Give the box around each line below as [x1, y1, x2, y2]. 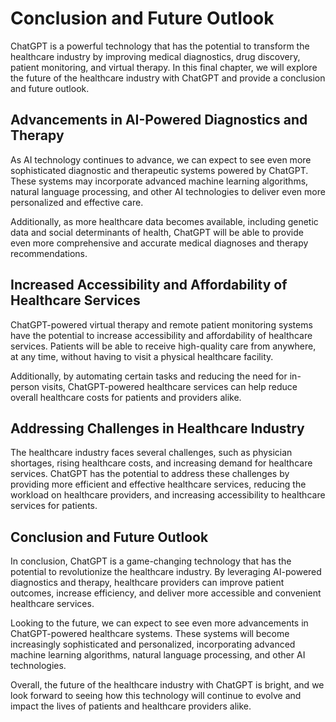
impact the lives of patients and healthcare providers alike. [10, 700, 252, 712]
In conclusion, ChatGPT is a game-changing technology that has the [10, 555, 292, 567]
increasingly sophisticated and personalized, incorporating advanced [10, 638, 296, 651]
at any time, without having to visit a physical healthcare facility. [10, 350, 274, 362]
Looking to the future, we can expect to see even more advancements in [10, 617, 309, 629]
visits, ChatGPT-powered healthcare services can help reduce [41, 380, 298, 392]
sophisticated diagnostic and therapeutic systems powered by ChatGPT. [10, 164, 309, 176]
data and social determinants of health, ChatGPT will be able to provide [10, 226, 304, 238]
